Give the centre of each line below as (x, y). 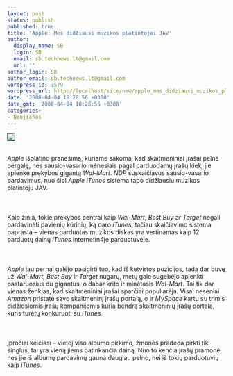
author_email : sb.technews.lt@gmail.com (67, 78)
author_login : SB (32, 72)
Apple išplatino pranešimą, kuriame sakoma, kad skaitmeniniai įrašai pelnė (113, 158)
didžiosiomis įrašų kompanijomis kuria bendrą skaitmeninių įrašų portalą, (111, 306)
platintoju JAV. (28, 188)
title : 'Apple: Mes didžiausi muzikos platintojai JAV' (89, 33)
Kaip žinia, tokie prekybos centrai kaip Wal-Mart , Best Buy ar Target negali (114, 217)
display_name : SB (38, 46)
